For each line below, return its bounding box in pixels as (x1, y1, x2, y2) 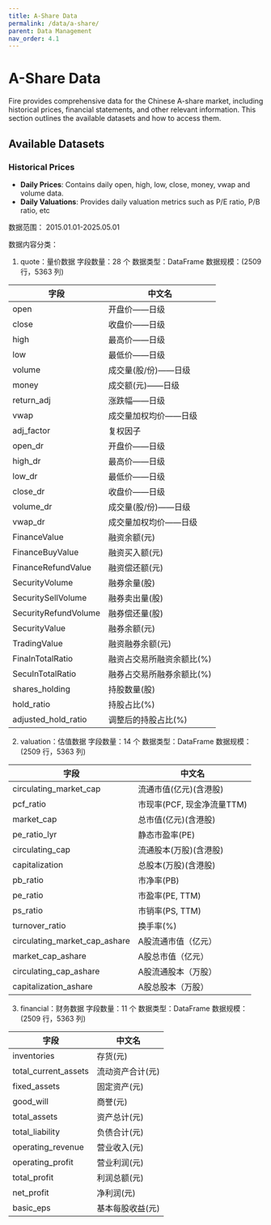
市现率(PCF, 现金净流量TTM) (138, 799, 248, 810)
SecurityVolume (12, 576, 74, 588)
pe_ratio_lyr (12, 829, 57, 840)
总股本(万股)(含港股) (138, 859, 216, 871)
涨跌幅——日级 (108, 395, 166, 406)
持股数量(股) (108, 683, 155, 695)
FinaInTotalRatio (12, 653, 74, 664)
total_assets (12, 1111, 58, 1122)
